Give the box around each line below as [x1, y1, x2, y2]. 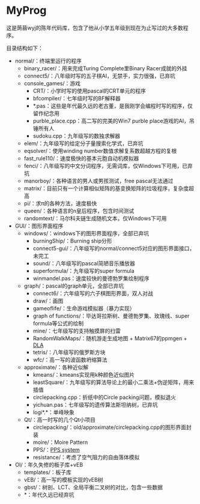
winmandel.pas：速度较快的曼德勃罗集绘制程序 [32, 274, 150, 282]
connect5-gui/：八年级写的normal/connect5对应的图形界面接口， [32, 244, 195, 252]
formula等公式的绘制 [32, 319, 84, 327]
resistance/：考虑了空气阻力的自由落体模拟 [32, 454, 140, 461]
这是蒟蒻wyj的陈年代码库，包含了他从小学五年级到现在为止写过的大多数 [6, 24, 183, 31]
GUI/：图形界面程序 [14, 222, 64, 229]
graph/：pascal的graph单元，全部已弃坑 [23, 282, 124, 289]
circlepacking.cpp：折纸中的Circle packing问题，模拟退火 [32, 394, 176, 401]
